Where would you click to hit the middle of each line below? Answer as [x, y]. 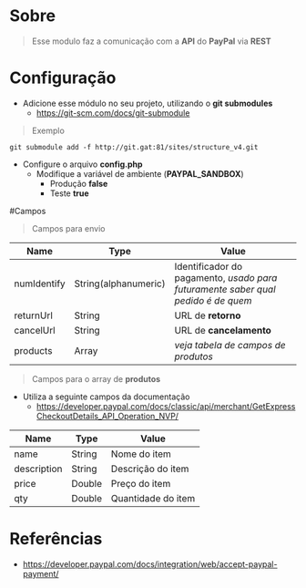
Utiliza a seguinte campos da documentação [106, 397]
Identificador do [209, 266]
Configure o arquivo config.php [82, 164]
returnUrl [33, 315]
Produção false [79, 183]
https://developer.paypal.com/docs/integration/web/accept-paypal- [150, 564]
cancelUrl [35, 330]
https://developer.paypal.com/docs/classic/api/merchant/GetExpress [166, 406]
